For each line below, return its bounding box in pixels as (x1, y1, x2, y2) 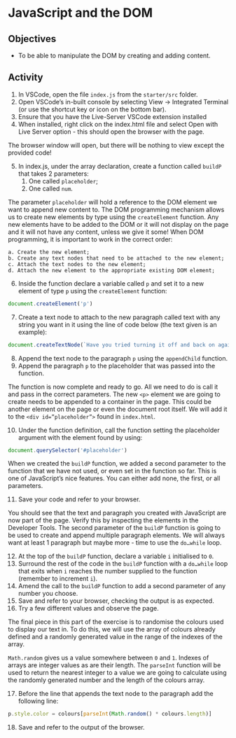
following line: (18, 697, 59, 705)
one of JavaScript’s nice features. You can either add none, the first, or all (8, 474, 221, 482)
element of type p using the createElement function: (18, 286, 167, 295)
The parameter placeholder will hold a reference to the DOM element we (8, 197, 218, 206)
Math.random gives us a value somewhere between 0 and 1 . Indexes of (8, 653, 209, 662)
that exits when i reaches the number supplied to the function (18, 567, 197, 576)
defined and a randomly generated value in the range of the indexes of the (8, 632, 223, 641)
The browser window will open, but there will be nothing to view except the (8, 141, 225, 149)
